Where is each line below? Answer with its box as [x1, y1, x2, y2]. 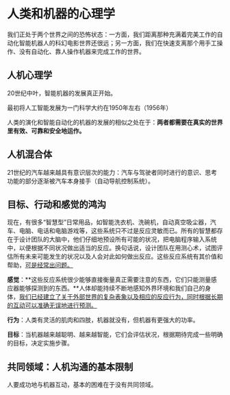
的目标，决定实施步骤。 [7, 339, 73, 347]
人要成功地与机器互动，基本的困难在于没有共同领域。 [7, 381, 157, 389]
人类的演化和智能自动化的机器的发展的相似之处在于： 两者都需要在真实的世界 [7, 118, 223, 126]
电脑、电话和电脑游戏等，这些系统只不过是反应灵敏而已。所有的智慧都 [18, 227, 217, 235]
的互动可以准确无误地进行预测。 [7, 301, 97, 309]
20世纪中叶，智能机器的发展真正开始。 [7, 88, 117, 97]
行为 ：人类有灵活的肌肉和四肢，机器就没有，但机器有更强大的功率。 [7, 316, 199, 324]
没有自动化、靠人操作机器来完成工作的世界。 [18, 47, 145, 56]
